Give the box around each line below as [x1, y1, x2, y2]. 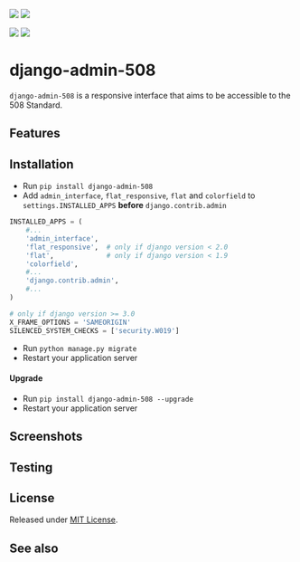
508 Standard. [9, 100, 63, 110]
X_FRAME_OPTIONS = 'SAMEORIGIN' [9, 318, 131, 327]
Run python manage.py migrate [22, 342, 137, 353]
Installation [9, 157, 74, 172]
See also [9, 540, 59, 556]
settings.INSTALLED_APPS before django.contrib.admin [22, 200, 228, 211]
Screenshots [9, 429, 83, 444]
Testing [9, 460, 53, 475]
